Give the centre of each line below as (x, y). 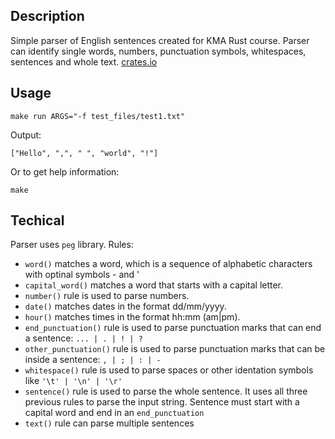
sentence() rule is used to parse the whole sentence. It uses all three (166, 391)
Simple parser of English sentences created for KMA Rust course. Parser (160, 40)
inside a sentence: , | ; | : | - (93, 360)
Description (47, 16)
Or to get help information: (65, 171)
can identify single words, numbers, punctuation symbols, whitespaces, (158, 51)
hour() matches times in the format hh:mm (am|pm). (132, 317)
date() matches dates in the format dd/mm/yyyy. (125, 306)
